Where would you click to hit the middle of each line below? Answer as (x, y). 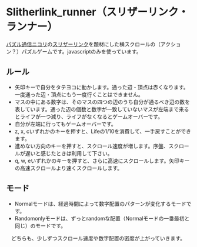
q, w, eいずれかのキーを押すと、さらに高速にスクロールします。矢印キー (102, 161)
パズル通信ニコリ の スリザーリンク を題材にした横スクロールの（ (83, 44)
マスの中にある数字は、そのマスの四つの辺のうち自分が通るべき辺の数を (102, 102)
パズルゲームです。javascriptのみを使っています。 (82, 51)
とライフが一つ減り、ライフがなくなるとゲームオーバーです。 (89, 116)
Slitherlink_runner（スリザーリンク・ (98, 12)
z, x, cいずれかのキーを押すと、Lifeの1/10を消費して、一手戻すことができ (103, 131)
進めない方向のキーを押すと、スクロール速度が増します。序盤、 (91, 146)
